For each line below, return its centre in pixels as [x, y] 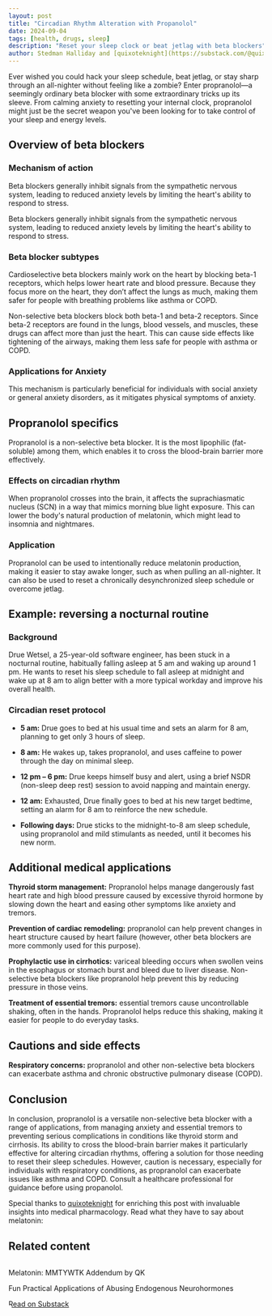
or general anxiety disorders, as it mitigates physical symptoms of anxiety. [132, 398]
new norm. [38, 842]
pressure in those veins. [49, 987]
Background [33, 637]
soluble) [22, 451]
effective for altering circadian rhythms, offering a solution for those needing [136, 1153]
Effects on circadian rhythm [64, 481]
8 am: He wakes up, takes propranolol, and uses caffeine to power [131, 752]
